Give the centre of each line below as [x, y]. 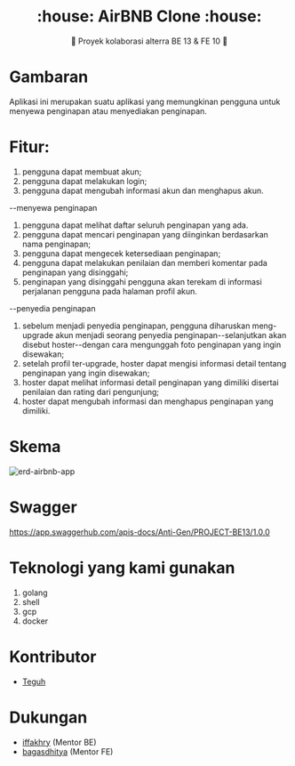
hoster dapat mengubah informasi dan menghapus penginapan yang [147, 401]
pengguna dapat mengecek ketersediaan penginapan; [121, 253]
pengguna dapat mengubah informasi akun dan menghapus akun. [143, 190]
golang [35, 593]
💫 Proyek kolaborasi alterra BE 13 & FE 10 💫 [149, 41]
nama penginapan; [56, 244]
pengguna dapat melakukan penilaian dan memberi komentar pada [145, 262]
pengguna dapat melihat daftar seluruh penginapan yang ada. [135, 225]
